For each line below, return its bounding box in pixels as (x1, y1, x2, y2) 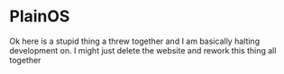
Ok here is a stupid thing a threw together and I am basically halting (9, 36, 260, 46)
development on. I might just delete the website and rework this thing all (9, 45, 277, 55)
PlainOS (9, 6, 70, 27)
